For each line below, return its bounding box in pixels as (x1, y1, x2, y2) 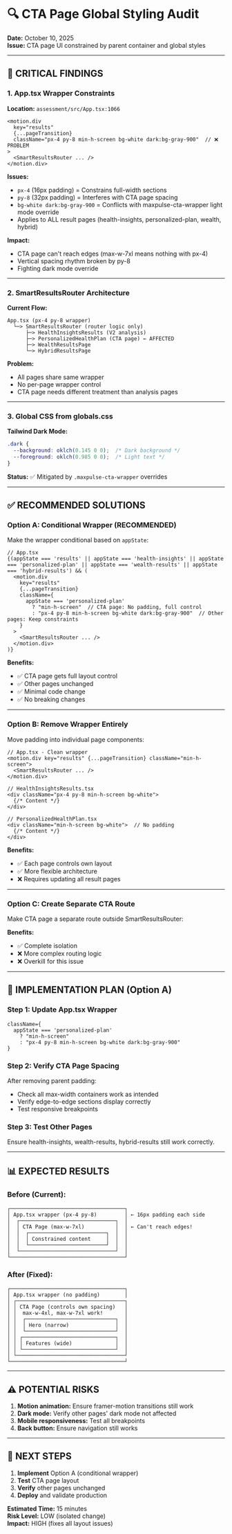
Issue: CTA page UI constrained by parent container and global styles (7, 41, 206, 49)
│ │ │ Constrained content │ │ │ (7, 1235, 128, 1242)
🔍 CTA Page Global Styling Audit (7, 6, 200, 22)
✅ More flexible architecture (17, 867, 98, 875)
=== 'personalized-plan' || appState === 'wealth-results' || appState (7, 561, 217, 569)
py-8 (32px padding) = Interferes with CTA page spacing (17, 193, 178, 202)
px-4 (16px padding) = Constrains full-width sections (17, 186, 167, 194)
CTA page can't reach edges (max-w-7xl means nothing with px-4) (17, 249, 209, 258)
